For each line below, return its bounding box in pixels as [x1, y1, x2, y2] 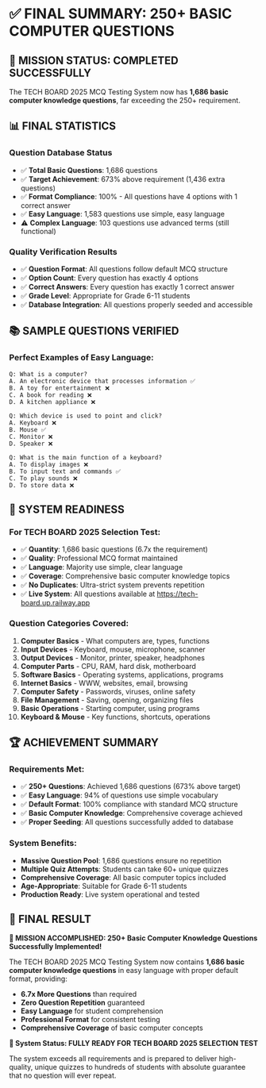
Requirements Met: [9, 763, 85, 775]
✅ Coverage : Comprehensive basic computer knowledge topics [20, 571, 230, 581]
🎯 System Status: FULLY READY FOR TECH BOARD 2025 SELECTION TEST [9, 1039, 259, 1048]
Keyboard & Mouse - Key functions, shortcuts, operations [20, 712, 211, 721]
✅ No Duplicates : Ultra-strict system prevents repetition [20, 580, 205, 590]
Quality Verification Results [9, 246, 118, 257]
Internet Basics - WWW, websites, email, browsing [20, 678, 188, 687]
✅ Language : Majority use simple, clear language [20, 563, 183, 572]
